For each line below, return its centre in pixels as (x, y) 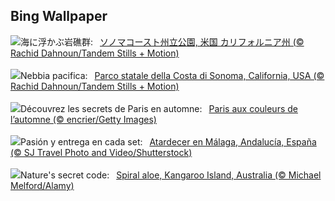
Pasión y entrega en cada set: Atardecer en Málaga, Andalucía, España (168, 141)
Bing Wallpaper (59, 16)
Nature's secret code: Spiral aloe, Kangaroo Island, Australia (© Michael (171, 175)
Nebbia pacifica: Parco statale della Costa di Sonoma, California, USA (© (172, 75)
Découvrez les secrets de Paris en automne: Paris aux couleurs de (159, 108)
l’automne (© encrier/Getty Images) (83, 119)
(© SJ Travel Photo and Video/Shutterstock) (101, 152)
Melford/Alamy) (42, 185)
